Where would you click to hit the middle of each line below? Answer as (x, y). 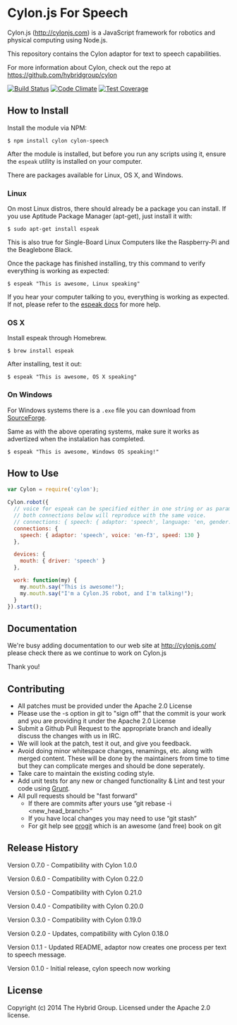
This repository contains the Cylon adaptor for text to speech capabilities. (114, 54)
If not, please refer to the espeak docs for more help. (84, 304)
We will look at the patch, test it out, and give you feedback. (104, 743)
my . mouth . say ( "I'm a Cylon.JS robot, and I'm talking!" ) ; (107, 593)
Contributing (36, 689)
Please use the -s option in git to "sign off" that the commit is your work (122, 714)
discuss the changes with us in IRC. (69, 736)
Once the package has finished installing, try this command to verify (107, 263)
